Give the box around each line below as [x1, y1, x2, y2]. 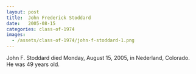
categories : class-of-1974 [6, 26, 75, 32]
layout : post [6, 9, 40, 15]
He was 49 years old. [6, 61, 60, 68]
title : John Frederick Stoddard [6, 15, 91, 21]
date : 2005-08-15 [6, 20, 56, 26]
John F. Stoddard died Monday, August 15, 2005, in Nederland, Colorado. [6, 54, 190, 61]
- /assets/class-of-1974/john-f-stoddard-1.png [12, 37, 135, 43]
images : [6, 32, 26, 38]
